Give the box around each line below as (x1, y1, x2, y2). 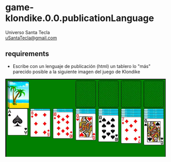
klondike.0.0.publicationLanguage (5, 12, 154, 24)
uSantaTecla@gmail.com (5, 35, 58, 41)
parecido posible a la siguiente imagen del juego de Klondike (12, 68, 140, 75)
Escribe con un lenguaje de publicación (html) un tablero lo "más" (12, 63, 151, 69)
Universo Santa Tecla (5, 29, 50, 35)
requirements (5, 50, 49, 58)
